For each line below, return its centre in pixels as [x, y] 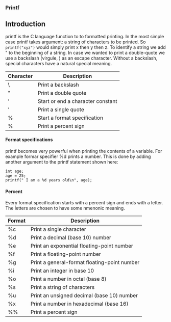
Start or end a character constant [77, 101]
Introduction [26, 24]
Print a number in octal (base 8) [68, 279]
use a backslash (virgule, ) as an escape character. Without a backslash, [81, 58]
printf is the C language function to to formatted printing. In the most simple [85, 36]
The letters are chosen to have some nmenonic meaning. [65, 208]
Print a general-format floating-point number [85, 262]
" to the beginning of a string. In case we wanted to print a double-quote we [85, 52]
